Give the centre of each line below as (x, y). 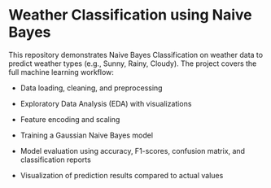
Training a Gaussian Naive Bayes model (86, 135)
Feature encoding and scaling (70, 119)
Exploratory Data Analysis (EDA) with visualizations (106, 103)
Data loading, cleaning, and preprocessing (91, 88)
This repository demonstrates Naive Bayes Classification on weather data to (135, 55)
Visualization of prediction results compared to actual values (122, 175)
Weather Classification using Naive (130, 15)
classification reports (55, 160)
